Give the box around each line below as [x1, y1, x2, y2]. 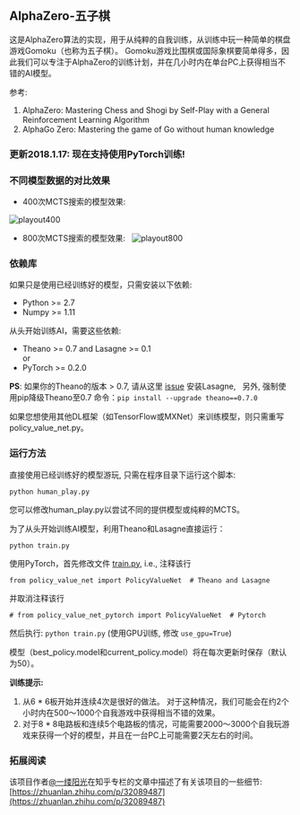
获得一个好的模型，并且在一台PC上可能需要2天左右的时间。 [38, 730, 258, 741]
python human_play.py [9, 487, 90, 496]
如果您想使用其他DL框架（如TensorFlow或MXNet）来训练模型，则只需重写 [9, 411, 285, 422]
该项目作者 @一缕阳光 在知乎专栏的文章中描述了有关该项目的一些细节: [9, 776, 262, 787]
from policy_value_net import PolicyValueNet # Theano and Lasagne [9, 575, 270, 585]
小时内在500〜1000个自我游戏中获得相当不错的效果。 [21, 707, 220, 718]
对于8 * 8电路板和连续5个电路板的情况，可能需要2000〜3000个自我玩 [21, 718, 282, 729]
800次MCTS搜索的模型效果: [21, 232, 126, 244]
